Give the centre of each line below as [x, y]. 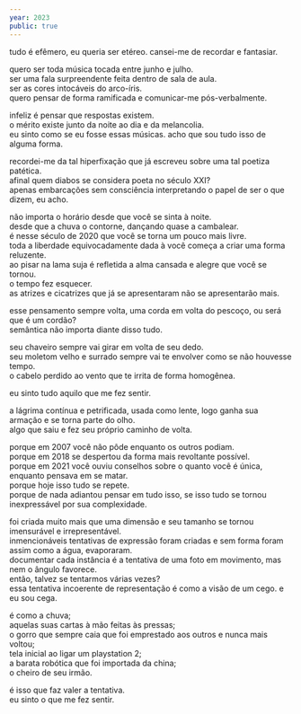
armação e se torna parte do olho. [72, 419]
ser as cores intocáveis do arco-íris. [75, 88]
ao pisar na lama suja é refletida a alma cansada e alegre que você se [138, 264]
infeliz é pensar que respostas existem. [82, 115]
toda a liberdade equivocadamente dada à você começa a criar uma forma [147, 245]
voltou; [22, 644]
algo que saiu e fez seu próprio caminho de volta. [101, 429]
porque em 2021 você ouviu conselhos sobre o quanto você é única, [136, 466]
